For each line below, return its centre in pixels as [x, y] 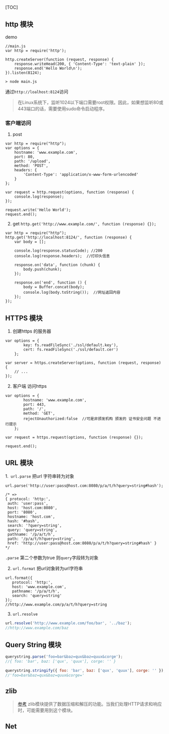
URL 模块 [19, 463]
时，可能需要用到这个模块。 [46, 710]
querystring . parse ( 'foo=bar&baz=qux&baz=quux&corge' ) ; [64, 657]
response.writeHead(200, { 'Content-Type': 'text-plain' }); [80, 64]
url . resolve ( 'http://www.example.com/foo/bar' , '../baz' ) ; [69, 623]
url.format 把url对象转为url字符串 [48, 568]
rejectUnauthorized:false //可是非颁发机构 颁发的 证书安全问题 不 [90, 419]
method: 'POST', [32, 166]
